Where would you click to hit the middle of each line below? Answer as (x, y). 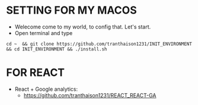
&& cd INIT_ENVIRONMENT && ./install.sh (57, 49)
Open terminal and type (44, 33)
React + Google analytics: (46, 89)
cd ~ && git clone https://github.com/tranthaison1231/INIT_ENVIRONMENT (99, 44)
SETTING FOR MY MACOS (72, 10)
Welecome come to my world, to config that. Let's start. (83, 27)
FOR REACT (36, 73)
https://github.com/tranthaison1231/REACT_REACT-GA (90, 95)
